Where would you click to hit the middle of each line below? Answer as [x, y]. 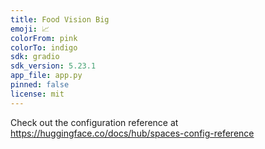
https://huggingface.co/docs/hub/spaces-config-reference [132, 133]
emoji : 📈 [30, 29]
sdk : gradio [35, 57]
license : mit [37, 94]
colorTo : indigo [44, 47]
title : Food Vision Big [60, 19]
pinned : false [40, 85]
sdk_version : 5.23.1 [53, 66]
